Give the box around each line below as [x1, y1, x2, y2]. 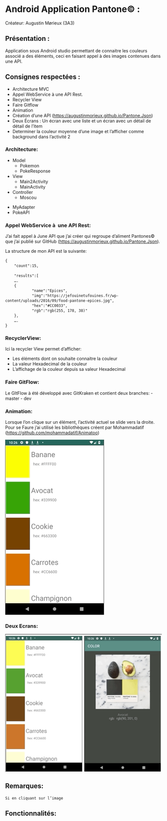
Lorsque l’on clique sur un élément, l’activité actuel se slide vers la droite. [5, 419, 155, 425]
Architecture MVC [12, 86, 49, 92]
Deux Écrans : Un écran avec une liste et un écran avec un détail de [12, 118, 152, 124]
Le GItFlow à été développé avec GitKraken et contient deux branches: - [5, 390, 153, 396]
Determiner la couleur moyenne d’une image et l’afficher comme [12, 128, 144, 134]
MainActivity [19, 183, 46, 190]
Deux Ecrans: [5, 622, 38, 629]
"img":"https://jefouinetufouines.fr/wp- [31, 293, 119, 299]
